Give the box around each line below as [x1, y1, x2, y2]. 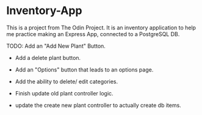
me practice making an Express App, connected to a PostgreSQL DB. [6, 30, 180, 37]
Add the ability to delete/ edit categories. [15, 78, 118, 85]
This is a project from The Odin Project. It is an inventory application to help [6, 24, 197, 31]
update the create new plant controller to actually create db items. [15, 102, 181, 109]
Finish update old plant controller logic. [15, 89, 114, 97]
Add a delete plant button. [15, 54, 81, 61]
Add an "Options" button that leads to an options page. [15, 65, 154, 73]
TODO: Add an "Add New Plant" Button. [6, 42, 106, 50]
